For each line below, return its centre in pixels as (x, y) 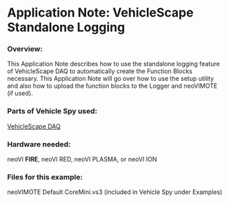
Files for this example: (45, 177)
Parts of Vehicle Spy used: (52, 111)
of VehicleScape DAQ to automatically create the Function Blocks (100, 71)
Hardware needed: (39, 144)
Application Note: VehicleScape (100, 13)
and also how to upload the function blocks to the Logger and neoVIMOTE (112, 86)
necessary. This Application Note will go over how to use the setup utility (111, 79)
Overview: (25, 49)
